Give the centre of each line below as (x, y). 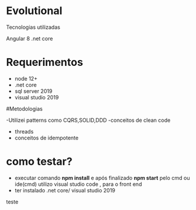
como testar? (39, 161)
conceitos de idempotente (46, 138)
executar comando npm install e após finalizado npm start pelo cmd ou (102, 178)
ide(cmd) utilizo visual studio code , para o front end (78, 184)
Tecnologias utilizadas (33, 27)
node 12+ (26, 78)
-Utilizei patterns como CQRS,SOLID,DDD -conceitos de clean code (88, 120)
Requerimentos (45, 62)
